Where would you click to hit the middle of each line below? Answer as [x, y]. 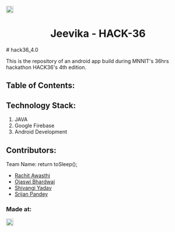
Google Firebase [34, 126]
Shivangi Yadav [33, 188]
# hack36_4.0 [22, 50]
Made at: [19, 209]
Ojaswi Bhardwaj [35, 181]
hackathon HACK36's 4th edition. [46, 67]
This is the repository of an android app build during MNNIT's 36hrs [87, 61]
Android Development [41, 132]
